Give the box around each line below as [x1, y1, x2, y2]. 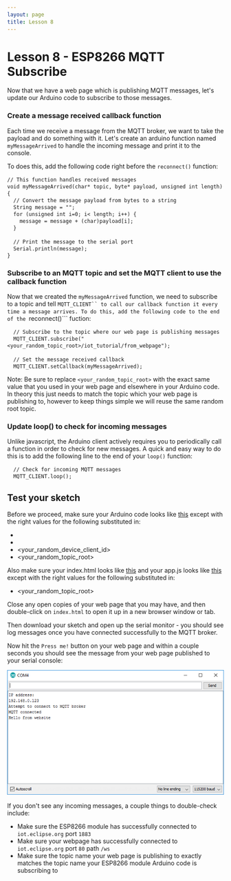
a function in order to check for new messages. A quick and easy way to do [7, 445, 221, 453]
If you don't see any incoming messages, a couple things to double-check [7, 802, 217, 810]
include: [7, 809, 30, 818]
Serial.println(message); [13, 245, 88, 252]
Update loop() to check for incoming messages [7, 422, 167, 431]
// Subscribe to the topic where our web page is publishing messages [13, 328, 220, 336]
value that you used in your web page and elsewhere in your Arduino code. [7, 383, 220, 391]
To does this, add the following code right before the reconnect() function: [7, 162, 219, 170]
